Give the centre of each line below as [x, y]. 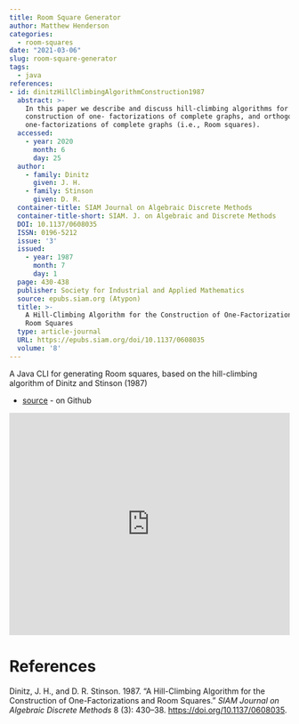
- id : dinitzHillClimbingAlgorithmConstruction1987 [107, 92]
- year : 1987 [49, 257]
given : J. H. [57, 183]
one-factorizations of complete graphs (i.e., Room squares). [143, 125]
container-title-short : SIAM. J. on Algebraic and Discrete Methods [147, 216]
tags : [19, 68]
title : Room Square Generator [65, 17]
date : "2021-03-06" [45, 51]
